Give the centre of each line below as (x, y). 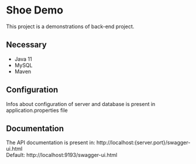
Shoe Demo (35, 10)
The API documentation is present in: (51, 143)
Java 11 (23, 59)
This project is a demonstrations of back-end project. (70, 26)
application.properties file (37, 110)
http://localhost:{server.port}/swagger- (143, 143)
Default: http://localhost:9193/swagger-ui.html (62, 155)
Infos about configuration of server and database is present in (81, 104)
